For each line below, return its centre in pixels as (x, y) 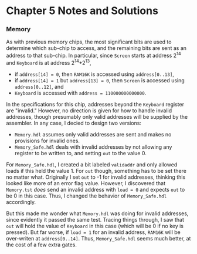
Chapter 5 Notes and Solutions (82, 11)
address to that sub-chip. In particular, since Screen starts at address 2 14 (94, 55)
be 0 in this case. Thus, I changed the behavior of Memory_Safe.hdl (86, 196)
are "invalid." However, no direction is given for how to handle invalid (89, 111)
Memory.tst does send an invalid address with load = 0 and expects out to (96, 189)
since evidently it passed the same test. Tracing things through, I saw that (95, 219)
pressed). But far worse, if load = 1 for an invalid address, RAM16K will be (93, 232)
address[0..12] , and (39, 86)
